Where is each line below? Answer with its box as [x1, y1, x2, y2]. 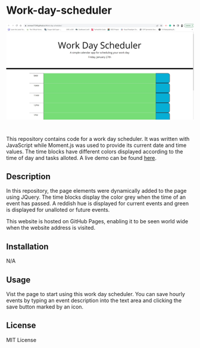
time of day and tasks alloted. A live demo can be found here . [6, 154, 157, 161]
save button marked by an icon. [6, 303, 84, 310]
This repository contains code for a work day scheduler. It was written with [6, 135, 190, 142]
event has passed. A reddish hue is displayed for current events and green [6, 200, 189, 207]
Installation [6, 241, 49, 251]
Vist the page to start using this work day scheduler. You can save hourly [6, 290, 186, 297]
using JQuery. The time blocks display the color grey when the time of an [6, 193, 186, 201]
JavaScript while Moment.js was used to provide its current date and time [6, 141, 187, 149]
